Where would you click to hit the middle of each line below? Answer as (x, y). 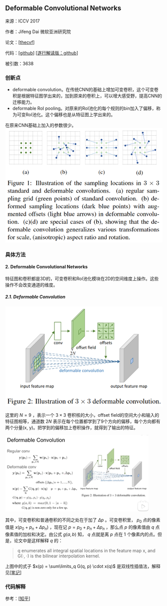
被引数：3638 (19, 63)
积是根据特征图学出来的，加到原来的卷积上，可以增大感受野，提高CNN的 (87, 96)
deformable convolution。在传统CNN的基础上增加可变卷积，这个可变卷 (85, 90)
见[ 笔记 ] (13, 572)
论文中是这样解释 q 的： (38, 540)
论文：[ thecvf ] (20, 42)
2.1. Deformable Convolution (35, 296)
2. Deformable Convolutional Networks (47, 267)
